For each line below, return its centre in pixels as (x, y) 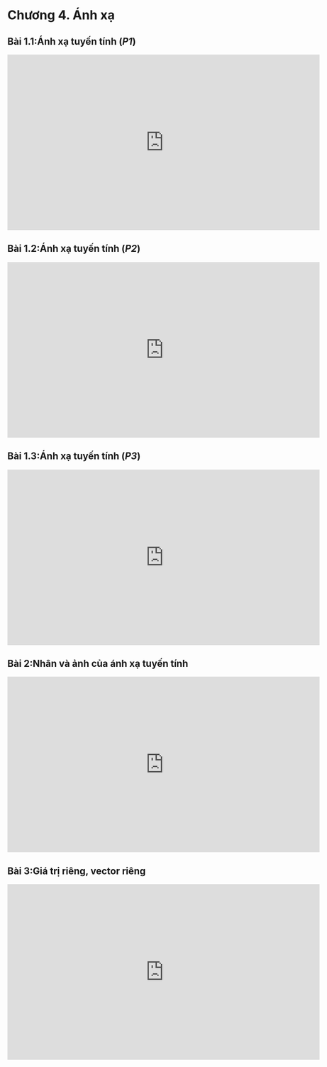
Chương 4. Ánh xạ (61, 15)
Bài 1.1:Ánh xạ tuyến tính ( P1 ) (72, 42)
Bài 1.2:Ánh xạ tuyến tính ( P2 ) (74, 249)
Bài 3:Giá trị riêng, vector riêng (77, 871)
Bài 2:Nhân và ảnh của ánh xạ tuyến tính (98, 664)
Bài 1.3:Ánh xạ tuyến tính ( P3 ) (74, 457)
